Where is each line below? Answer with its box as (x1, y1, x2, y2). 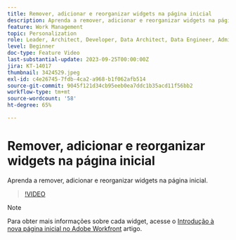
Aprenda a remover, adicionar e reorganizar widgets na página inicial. (7, 176, 209, 185)
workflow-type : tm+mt (7, 88, 71, 95)
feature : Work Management (7, 23, 83, 30)
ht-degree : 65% (7, 102, 52, 109)
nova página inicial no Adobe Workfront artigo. (7, 224, 143, 232)
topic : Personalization (7, 29, 77, 37)
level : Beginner (7, 43, 55, 50)
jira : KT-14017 (7, 62, 52, 69)
